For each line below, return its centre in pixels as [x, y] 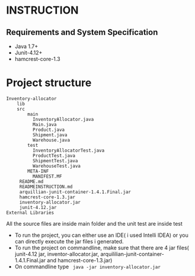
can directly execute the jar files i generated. [69, 241]
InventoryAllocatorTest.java [68, 150]
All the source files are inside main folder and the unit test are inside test [94, 223]
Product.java [49, 130]
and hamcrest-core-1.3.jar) [80, 260]
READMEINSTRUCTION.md [46, 187]
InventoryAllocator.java [63, 119]
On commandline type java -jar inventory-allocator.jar [88, 267]
